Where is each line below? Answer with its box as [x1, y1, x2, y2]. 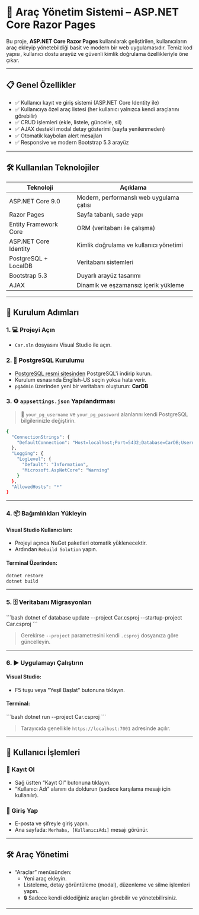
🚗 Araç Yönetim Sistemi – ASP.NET [6, 5, 179, 19]
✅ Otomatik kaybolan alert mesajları [14, 132, 102, 139]
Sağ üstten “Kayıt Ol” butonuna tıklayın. [14, 779, 111, 786]
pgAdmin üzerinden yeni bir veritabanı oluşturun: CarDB [14, 382, 149, 389]
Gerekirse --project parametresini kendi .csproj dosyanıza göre [20, 631, 179, 639]
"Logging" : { [11, 451, 44, 457]
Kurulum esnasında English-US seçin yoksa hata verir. [14, 376, 147, 383]
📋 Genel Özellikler [6, 80, 76, 90]
